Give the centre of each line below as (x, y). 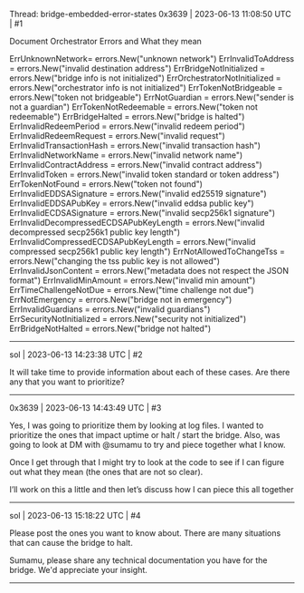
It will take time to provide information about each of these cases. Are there (150, 372)
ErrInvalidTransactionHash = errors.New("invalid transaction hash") (135, 146)
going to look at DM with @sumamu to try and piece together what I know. (147, 445)
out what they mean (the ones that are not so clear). (106, 472)
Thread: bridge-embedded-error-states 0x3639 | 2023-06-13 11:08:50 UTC (150, 14)
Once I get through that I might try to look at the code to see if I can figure (147, 462)
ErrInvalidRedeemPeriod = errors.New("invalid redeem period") (128, 126)
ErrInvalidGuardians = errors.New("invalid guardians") (110, 309)
